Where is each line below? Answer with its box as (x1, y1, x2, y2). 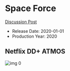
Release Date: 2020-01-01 (12, 28, 64, 34)
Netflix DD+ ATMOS (5, 47, 66, 56)
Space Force (5, 3, 56, 14)
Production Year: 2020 (12, 33, 57, 39)
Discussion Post (5, 19, 37, 25)
